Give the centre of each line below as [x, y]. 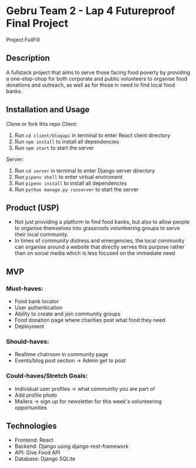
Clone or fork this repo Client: [42, 124]
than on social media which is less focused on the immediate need [95, 253]
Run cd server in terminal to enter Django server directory [85, 170]
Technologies [32, 426]
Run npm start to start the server [54, 148]
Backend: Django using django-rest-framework [72, 446]
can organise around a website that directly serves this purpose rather [99, 247]
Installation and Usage [48, 110]
